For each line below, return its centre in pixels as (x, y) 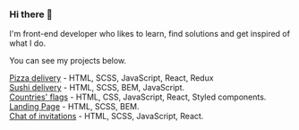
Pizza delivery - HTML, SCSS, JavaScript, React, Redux (111, 78)
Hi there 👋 (31, 14)
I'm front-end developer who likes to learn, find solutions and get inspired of (150, 34)
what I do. (28, 43)
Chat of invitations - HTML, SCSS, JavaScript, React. (107, 117)
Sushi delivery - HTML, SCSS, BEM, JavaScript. (97, 88)
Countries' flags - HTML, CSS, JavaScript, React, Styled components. (138, 97)
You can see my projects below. (68, 61)
